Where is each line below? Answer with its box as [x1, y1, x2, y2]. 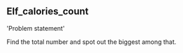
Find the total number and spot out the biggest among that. [6, 38, 177, 46]
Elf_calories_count [6, 6, 89, 17]
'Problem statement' [6, 24, 65, 32]
